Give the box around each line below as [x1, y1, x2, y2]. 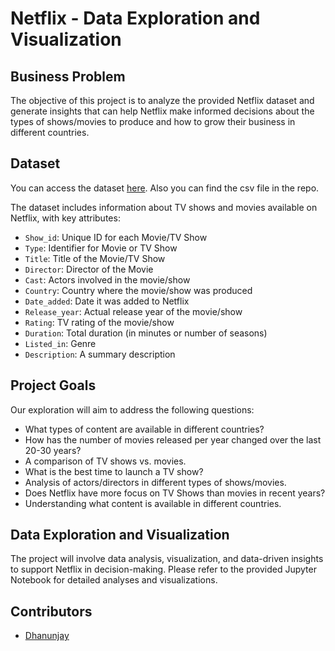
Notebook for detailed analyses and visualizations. [10, 574, 218, 586]
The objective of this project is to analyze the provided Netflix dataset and [10, 95, 315, 106]
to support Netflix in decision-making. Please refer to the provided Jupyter [10, 563, 317, 576]
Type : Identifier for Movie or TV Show [24, 242, 178, 254]
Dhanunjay [24, 630, 70, 642]
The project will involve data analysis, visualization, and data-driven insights [10, 553, 324, 565]
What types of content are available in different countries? [24, 423, 265, 435]
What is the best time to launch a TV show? [24, 465, 204, 477]
